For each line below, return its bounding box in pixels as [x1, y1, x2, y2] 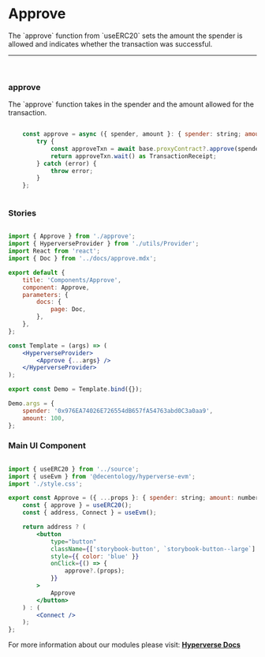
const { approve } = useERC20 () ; [22, 501, 132, 509]
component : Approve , [22, 283, 90, 291]
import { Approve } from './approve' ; [8, 232, 136, 241]
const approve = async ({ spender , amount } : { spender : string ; [22, 130, 242, 138]
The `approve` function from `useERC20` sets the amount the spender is [8, 31, 243, 40]
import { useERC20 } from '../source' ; [8, 465, 140, 473]
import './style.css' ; [8, 479, 83, 488]
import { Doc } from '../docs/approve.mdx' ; [8, 254, 157, 263]
